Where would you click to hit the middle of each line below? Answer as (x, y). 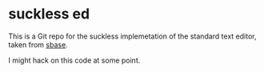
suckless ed (49, 14)
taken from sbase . (38, 44)
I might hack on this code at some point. (74, 60)
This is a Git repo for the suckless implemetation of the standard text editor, (132, 36)
